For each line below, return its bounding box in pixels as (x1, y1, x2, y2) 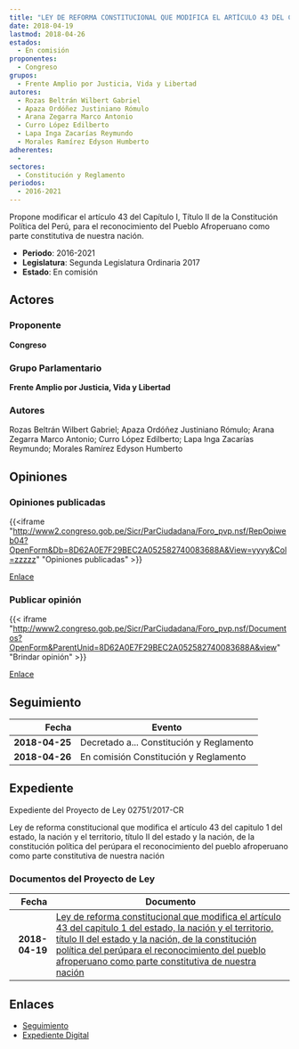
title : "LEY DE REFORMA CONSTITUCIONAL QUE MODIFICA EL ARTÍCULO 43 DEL (9, 12, 285, 22)
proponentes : (9, 54, 58, 63)
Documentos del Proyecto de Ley (9, 873, 156, 885)
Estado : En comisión (21, 266, 98, 277)
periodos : (9, 179, 46, 188)
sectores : (9, 162, 46, 171)
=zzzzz (9, 553, 36, 564)
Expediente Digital (21, 1030, 89, 1040)
